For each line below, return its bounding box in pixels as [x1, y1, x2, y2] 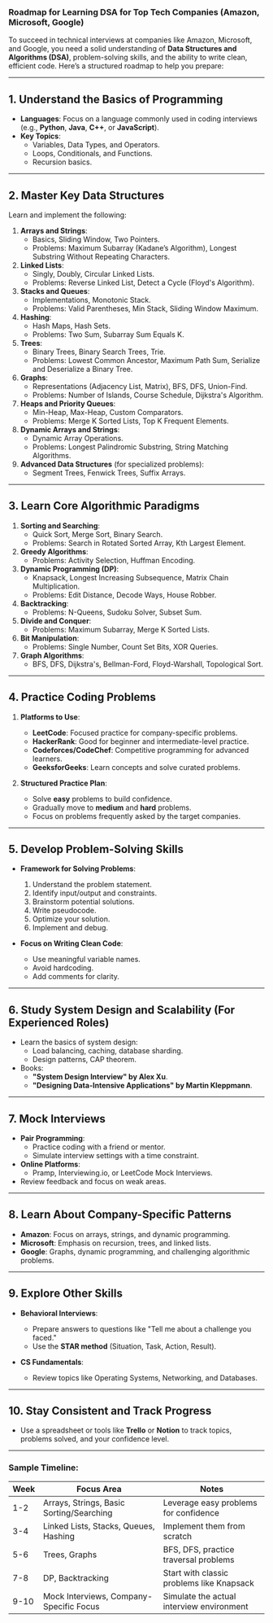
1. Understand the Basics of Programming [8, 92, 223, 106]
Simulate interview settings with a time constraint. [32, 1150, 199, 1160]
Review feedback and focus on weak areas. [19, 1176, 167, 1186]
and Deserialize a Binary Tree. [32, 364, 133, 374]
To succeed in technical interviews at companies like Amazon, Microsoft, [8, 35, 253, 45]
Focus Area [76, 1483, 122, 1494]
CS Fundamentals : [19, 1357, 84, 1367]
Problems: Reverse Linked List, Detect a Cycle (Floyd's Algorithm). [32, 278, 254, 287]
